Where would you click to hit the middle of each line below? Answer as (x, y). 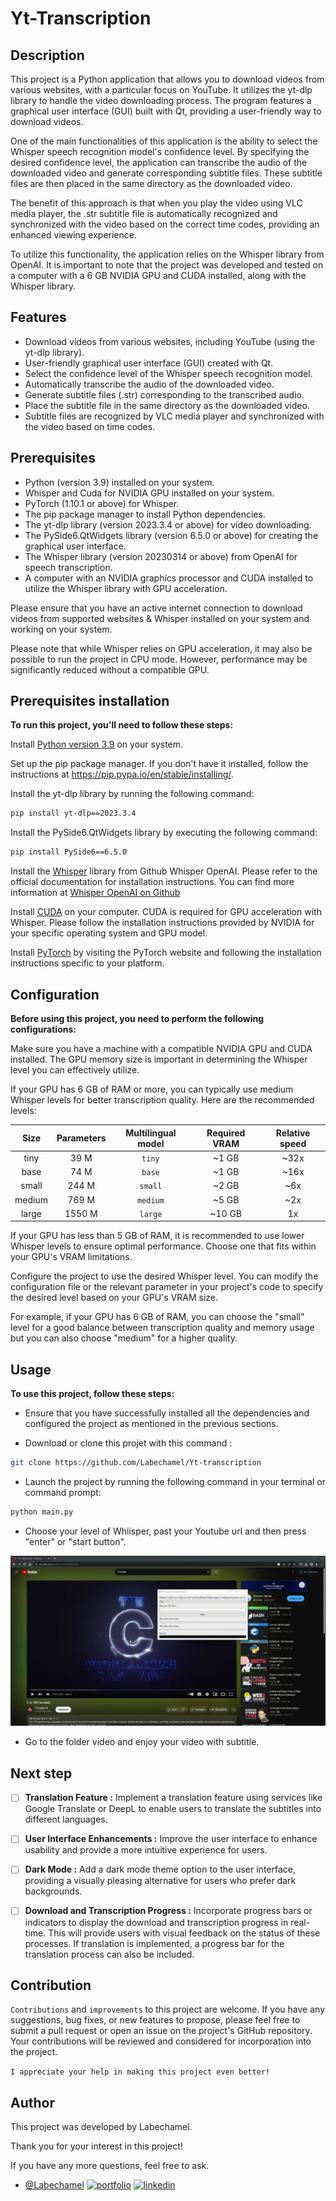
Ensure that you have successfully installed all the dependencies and (167, 1413)
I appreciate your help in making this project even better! (140, 2072)
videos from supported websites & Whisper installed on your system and (160, 618)
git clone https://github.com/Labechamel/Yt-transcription (136, 1463)
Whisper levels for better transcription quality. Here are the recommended (162, 1100)
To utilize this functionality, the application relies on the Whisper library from (167, 254)
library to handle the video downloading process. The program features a (161, 100)
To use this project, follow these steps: (92, 1394)
